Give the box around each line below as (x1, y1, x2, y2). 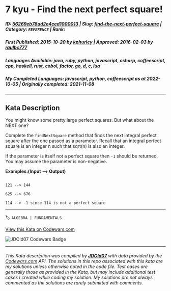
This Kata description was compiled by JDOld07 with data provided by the (5, 252, 162, 258)
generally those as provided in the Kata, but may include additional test (5, 269, 155, 275)
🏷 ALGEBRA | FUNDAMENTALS (5, 215, 62, 221)
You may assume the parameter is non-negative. (5, 158, 107, 165)
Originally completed (22, 81, 68, 87)
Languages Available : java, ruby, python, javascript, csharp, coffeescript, (5, 57, 166, 63)
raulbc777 (5, 44, 27, 50)
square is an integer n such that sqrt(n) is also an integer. (5, 143, 125, 149)
